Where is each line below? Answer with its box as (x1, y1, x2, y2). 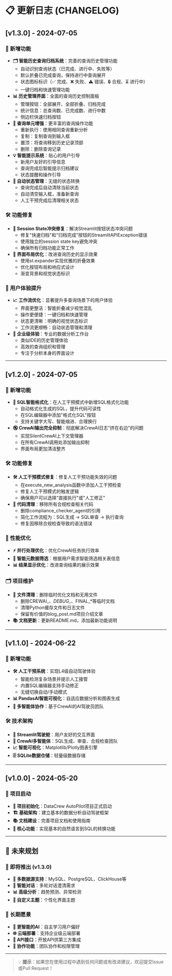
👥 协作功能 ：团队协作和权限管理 (12, 943, 80, 949)
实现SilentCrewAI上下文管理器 (20, 433, 83, 439)
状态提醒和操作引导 (20, 171, 61, 178)
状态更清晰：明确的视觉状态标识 (20, 318, 88, 324)
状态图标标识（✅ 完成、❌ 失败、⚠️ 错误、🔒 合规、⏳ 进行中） (20, 78, 148, 85)
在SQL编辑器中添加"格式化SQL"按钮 (20, 412, 96, 418)
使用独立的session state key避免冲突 (20, 238, 98, 244)
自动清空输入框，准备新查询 (20, 190, 79, 197)
